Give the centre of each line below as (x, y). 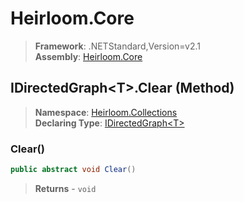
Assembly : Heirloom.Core (88, 56)
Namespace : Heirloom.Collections (106, 112)
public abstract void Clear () (73, 170)
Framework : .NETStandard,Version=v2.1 (117, 46)
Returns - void (65, 188)
